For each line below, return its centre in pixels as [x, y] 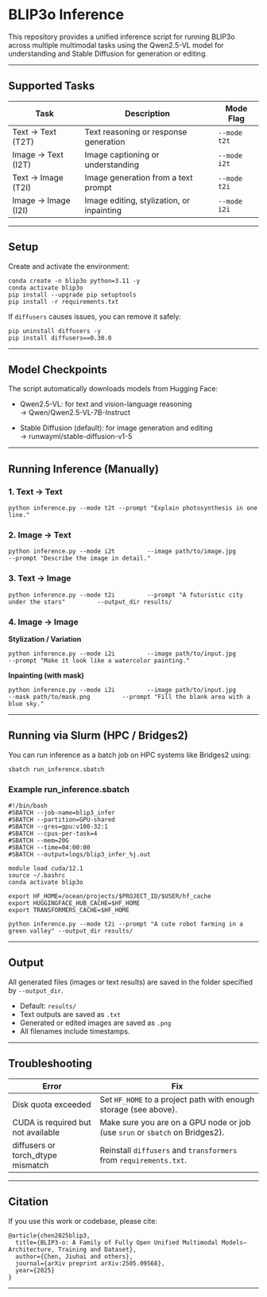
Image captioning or [122, 154]
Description [147, 113]
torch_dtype [35, 1155]
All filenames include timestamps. [75, 1031]
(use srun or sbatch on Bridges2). [162, 1132]
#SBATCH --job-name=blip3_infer [62, 813]
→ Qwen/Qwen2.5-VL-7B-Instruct [75, 413]
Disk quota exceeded [52, 1105]
